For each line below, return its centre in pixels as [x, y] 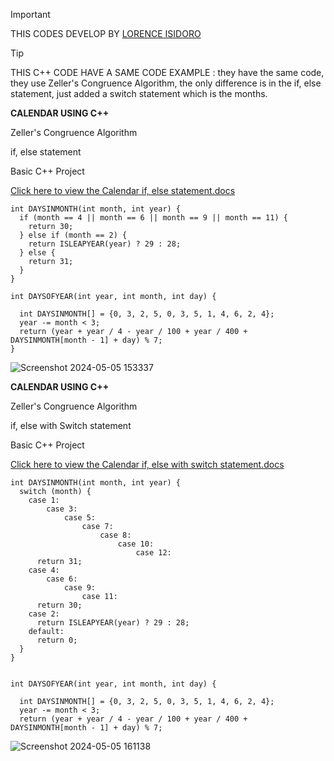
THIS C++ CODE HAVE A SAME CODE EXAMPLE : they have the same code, [167, 72]
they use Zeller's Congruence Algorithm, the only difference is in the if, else [166, 83]
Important [30, 14]
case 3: [62, 509]
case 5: [80, 518]
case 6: [62, 579]
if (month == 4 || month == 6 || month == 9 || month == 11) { [153, 218]
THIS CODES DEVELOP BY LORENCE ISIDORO [106, 33]
